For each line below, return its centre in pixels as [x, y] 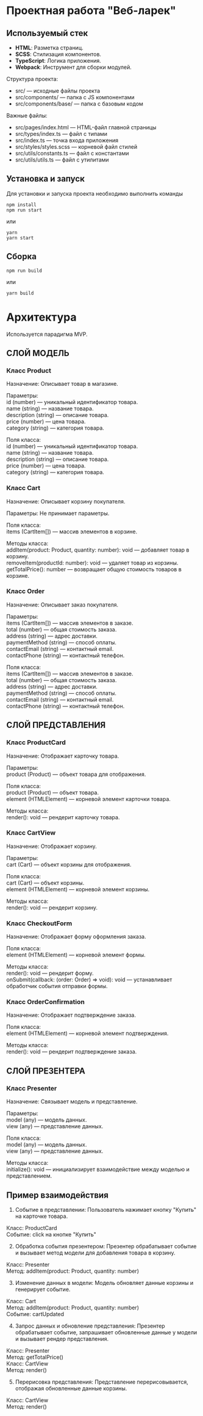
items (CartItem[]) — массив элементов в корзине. [72, 532]
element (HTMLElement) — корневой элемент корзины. [78, 889]
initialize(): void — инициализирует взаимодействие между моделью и [98, 1169]
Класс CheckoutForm [39, 923]
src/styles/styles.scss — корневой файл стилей [76, 147]
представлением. [29, 1176]
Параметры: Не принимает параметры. [58, 513]
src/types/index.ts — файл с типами [61, 134]
